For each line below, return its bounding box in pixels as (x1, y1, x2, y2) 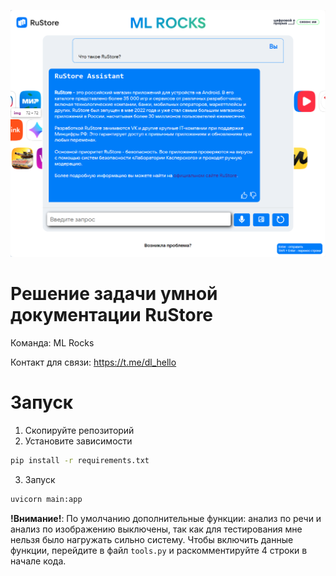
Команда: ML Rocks (10, 337, 95, 349)
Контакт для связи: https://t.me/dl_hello (10, 356, 177, 369)
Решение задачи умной (10, 283, 218, 305)
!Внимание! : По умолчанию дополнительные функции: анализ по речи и (10, 512, 322, 524)
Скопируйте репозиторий (24, 425, 135, 437)
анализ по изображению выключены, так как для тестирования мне (10, 523, 303, 535)
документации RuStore (10, 304, 214, 327)
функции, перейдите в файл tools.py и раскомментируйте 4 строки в (10, 544, 308, 556)
